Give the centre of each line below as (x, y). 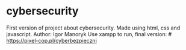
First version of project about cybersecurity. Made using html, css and (93, 28)
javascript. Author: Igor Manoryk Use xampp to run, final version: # (89, 34)
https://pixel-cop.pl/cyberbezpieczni (52, 40)
